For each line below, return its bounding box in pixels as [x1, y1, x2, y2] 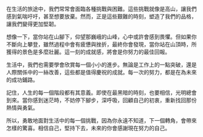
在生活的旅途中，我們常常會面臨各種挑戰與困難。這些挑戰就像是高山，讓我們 [6, 5, 197, 12]
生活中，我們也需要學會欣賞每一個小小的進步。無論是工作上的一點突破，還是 [6, 61, 197, 68]
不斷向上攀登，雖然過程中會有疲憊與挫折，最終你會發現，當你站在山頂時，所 [6, 41, 197, 48]
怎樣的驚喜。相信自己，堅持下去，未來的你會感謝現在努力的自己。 [6, 124, 170, 132]
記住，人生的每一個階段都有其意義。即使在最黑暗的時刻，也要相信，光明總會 [6, 89, 197, 96]
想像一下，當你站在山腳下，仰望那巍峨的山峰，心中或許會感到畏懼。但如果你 [6, 33, 197, 40]
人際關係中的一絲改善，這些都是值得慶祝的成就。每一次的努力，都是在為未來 [6, 69, 197, 75]
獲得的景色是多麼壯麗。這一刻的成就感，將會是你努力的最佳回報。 [6, 48, 170, 56]
